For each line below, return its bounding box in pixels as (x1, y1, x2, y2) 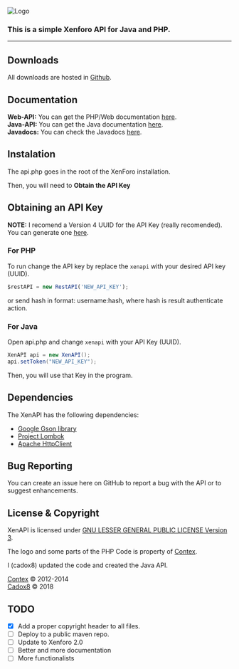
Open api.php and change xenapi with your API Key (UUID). (7, 338, 181, 347)
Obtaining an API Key (7, 201, 103, 214)
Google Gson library (17, 424, 77, 433)
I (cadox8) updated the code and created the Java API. (7, 561, 169, 569)
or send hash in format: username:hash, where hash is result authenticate (7, 296, 223, 305)
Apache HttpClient (17, 439, 73, 448)
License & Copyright (7, 507, 100, 519)
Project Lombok (17, 431, 65, 441)
